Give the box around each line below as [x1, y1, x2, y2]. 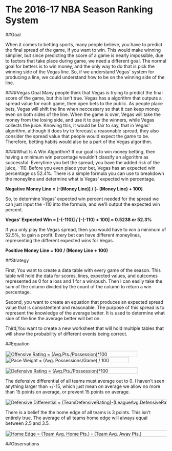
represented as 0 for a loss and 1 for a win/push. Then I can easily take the [5, 278, 163, 284]
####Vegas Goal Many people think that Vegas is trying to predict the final [5, 89, 163, 95]
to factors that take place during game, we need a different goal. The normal [5, 57, 166, 64]
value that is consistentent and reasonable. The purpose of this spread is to [5, 304, 165, 310]
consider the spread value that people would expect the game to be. [5, 133, 149, 139]
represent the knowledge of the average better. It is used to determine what [5, 309, 165, 316]
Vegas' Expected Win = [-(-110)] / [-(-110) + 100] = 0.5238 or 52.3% [5, 217, 152, 223]
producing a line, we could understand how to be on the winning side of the [5, 74, 165, 80]
